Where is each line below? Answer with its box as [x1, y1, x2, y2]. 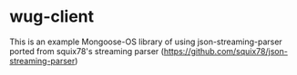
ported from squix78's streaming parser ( [9, 45, 164, 56]
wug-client [9, 6, 95, 27]
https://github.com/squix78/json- [163, 45, 289, 56]
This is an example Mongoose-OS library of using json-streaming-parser [9, 36, 282, 47]
